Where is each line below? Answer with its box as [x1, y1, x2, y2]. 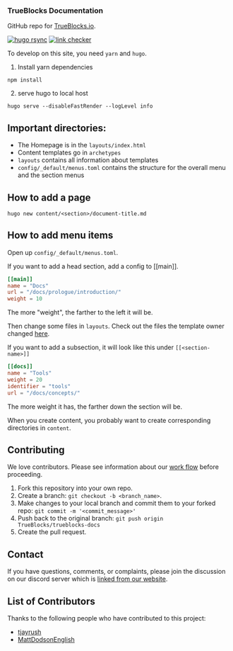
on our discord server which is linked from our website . [7, 574, 168, 583]
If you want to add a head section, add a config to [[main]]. [7, 261, 179, 271]
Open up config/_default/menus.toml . [7, 248, 119, 256]
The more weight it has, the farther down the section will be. [7, 402, 183, 411]
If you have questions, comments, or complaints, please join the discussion [7, 567, 226, 576]
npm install [7, 77, 42, 84]
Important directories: [7, 122, 107, 134]
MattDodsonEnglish [17, 635, 76, 644]
